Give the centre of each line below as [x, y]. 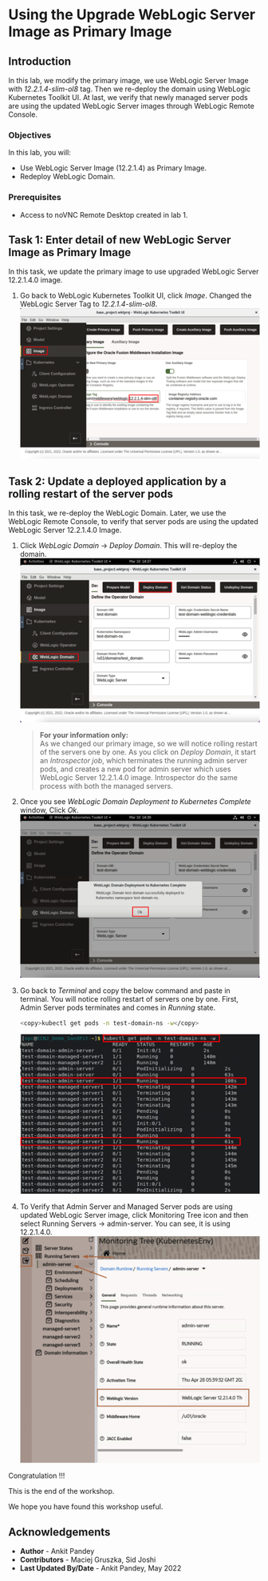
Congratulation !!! [37, 1476]
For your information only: [84, 734]
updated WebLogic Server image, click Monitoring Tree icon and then [134, 1215]
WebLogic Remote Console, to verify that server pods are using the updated [134, 522]
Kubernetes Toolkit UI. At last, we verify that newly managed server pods [128, 97]
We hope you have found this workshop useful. [86, 1507]
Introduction [40, 61]
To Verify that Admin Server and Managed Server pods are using [126, 1207]
